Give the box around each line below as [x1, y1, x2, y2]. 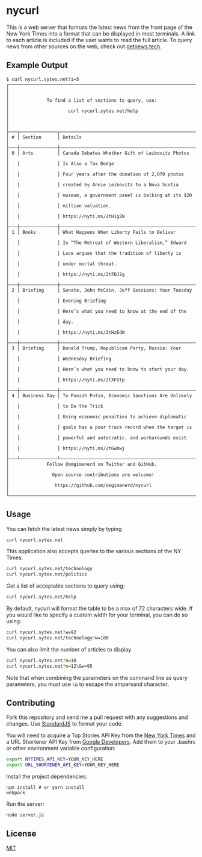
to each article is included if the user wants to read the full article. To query [6, 36, 192, 43]
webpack [6, 790, 26, 796]
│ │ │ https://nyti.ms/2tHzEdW [6, 329, 125, 335]
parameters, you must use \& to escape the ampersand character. [6, 680, 170, 688]
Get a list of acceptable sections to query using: [6, 582, 125, 589]
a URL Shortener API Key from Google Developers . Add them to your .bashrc [6, 738, 196, 746]
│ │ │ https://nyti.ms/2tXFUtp [6, 377, 125, 383]
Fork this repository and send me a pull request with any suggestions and [6, 714, 188, 721]
